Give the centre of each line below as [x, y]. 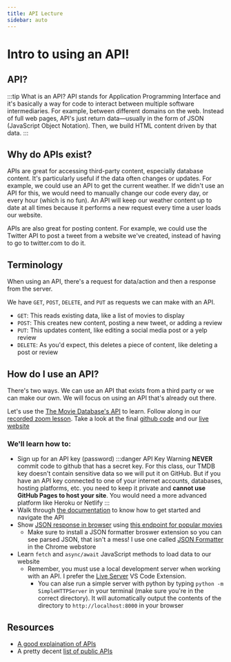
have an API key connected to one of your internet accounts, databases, [120, 481]
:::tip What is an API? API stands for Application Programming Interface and [114, 96]
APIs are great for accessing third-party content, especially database [105, 171]
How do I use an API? [53, 374]
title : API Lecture [35, 13]
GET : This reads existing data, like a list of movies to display [101, 315]
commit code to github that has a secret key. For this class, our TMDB [116, 466]
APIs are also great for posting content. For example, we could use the [107, 228]
